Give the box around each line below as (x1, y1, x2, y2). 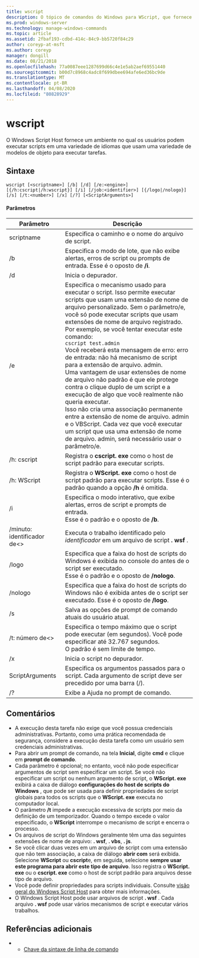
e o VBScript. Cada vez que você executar (65, 420, 182, 428)
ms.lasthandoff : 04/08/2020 (6, 86, 76, 92)
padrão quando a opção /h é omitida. (65, 483, 168, 491)
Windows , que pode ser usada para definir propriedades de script (14, 787, 179, 794)
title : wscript (6, 8, 44, 15)
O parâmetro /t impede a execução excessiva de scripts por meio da (14, 806, 182, 813)
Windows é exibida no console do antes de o (65, 557, 190, 565)
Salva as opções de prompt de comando (65, 605, 178, 613)
